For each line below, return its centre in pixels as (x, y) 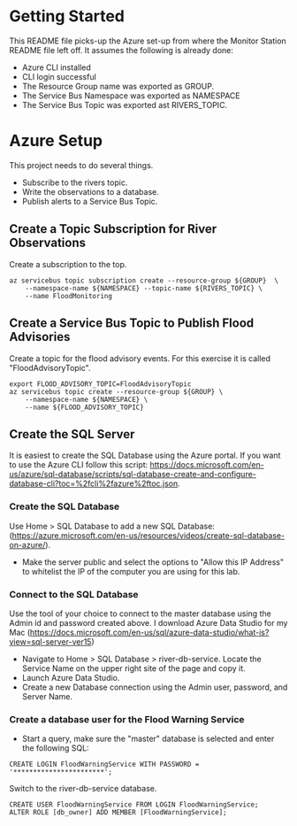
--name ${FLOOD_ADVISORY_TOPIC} (84, 407)
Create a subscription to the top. (68, 264)
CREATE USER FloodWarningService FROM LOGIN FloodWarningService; (134, 805)
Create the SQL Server (72, 434)
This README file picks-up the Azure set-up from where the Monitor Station (148, 41)
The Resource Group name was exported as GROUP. (118, 86)
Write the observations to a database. (90, 191)
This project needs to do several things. (81, 165)
